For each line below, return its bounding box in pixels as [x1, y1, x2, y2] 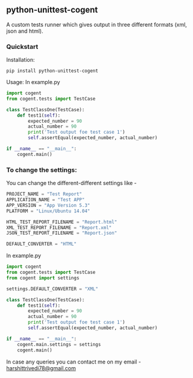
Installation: [6, 56, 35, 64]
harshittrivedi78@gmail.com [6, 364, 77, 371]
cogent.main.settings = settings [17, 341, 101, 347]
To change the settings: [6, 166, 77, 174]
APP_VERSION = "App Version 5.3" [6, 202, 90, 208]
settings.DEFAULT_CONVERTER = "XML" [6, 285, 98, 292]
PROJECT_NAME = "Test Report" [6, 191, 83, 197]
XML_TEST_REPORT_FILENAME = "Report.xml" [6, 224, 112, 230]
